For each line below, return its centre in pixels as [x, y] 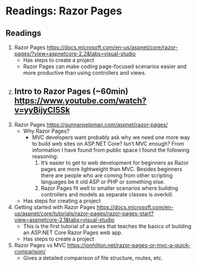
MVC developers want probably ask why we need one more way [111, 137]
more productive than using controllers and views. [85, 73]
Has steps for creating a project [62, 201]
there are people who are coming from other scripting [107, 175]
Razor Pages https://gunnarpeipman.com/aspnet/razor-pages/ [91, 124]
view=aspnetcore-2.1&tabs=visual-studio [64, 220]
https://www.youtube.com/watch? [80, 101]
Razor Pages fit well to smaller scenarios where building [110, 188]
